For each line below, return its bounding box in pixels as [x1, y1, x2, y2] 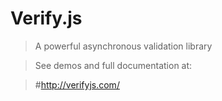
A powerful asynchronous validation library [34, 40, 213, 52]
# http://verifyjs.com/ [34, 78, 120, 91]
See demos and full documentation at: [34, 59, 193, 71]
